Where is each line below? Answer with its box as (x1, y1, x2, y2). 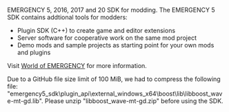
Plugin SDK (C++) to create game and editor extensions (17, 27, 176, 34)
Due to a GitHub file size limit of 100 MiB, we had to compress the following (7, 75, 221, 83)
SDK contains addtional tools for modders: (7, 13, 128, 21)
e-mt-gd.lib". (7, 97, 43, 105)
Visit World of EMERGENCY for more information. (7, 62, 147, 69)
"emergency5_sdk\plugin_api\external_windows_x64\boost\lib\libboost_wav (7, 89, 223, 98)
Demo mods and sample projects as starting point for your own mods (17, 41, 215, 49)
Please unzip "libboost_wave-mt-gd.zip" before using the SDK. (44, 97, 223, 105)
